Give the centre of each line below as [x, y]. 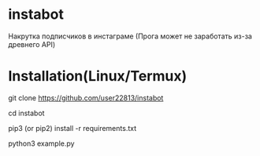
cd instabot [26, 113]
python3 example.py [41, 143]
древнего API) [32, 44]
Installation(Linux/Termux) [98, 76]
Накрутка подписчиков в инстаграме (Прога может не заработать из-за [130, 36]
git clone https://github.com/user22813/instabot [86, 98]
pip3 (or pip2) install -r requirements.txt [72, 128]
